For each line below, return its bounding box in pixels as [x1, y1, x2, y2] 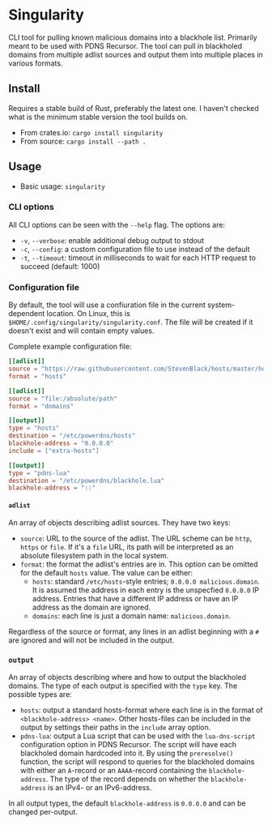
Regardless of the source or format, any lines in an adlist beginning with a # [8, 626, 260, 637]
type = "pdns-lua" [8, 468, 70, 477]
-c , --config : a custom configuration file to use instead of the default [19, 244, 250, 254]
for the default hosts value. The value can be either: [19, 568, 193, 578]
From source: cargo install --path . [19, 136, 147, 146]
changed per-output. [8, 806, 79, 816]
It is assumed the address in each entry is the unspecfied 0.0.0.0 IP [32, 585, 260, 595]
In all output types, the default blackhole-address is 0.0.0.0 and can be [8, 798, 246, 808]
